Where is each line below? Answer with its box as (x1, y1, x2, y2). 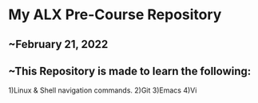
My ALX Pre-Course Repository (8, 6, 222, 24)
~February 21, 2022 (8, 38, 109, 51)
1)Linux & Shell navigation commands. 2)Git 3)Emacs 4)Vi (8, 85, 197, 95)
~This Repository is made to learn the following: (8, 64, 252, 77)
